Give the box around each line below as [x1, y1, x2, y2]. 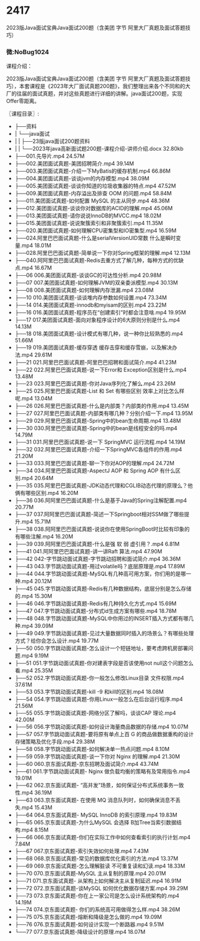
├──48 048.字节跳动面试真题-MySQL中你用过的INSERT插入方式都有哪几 [14, 615, 194, 622]
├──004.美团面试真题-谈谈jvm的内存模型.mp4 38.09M [14, 175, 150, 182]
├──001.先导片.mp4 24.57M [14, 152, 85, 160]
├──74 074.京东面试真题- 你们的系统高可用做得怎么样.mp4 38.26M [14, 906, 180, 913]
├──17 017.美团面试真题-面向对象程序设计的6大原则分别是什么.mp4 [14, 316, 180, 323]
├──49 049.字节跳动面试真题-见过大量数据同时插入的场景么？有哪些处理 [14, 630, 194, 637]
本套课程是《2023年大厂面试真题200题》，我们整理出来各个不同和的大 [18, 83, 190, 90]
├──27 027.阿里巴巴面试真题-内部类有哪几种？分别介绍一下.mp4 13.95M [14, 410, 193, 417]
